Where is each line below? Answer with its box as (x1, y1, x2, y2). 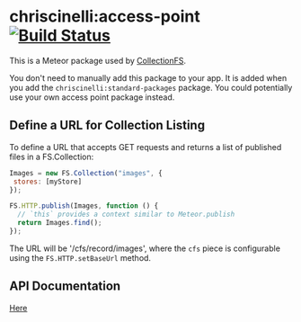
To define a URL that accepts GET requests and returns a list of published (9, 141, 282, 152)
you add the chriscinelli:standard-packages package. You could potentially (9, 82, 293, 93)
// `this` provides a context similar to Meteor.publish (17, 210, 235, 219)
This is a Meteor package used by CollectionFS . (9, 55, 187, 66)
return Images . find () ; (17, 219, 102, 228)
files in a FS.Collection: (9, 151, 94, 162)
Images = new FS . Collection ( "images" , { (9, 168, 164, 177)
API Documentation (9, 279, 121, 294)
